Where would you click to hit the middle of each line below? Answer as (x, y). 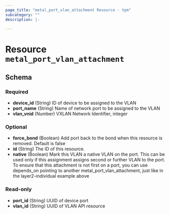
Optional (16, 127)
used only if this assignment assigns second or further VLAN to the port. (89, 160)
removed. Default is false (39, 144)
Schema (19, 77)
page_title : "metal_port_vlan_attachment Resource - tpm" (68, 10)
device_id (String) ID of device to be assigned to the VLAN (74, 103)
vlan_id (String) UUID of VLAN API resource (59, 206)
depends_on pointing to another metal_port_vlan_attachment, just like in (88, 171)
